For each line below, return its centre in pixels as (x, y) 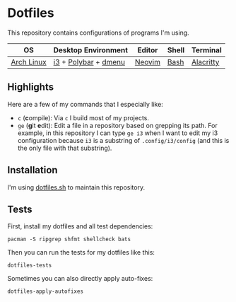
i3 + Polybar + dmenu (89, 62)
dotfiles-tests (30, 266)
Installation (33, 170)
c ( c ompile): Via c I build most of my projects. (83, 117)
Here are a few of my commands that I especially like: (85, 104)
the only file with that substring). (65, 148)
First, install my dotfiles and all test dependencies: (80, 226)
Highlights (31, 87)
